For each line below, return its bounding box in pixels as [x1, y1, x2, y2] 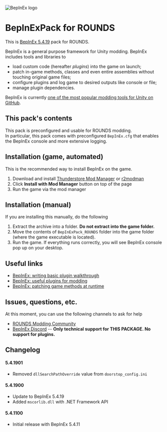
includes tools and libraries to [5, 53, 66, 59]
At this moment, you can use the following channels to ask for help [5, 311, 142, 317]
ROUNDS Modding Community [12, 320, 76, 326]
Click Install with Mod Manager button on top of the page [12, 180, 132, 187]
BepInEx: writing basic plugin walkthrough [12, 272, 99, 278]
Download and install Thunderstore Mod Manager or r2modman [12, 175, 144, 181]
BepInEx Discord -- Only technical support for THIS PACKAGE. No [12, 326, 151, 332]
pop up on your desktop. [12, 245, 63, 251]
